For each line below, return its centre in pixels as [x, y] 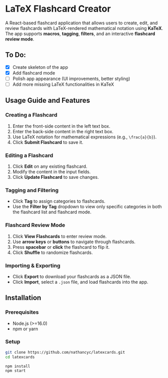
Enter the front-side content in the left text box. [61, 126]
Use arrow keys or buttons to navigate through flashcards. [74, 242]
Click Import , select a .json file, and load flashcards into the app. [80, 282]
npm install [18, 366]
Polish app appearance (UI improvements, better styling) [71, 79]
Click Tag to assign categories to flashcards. [59, 201]
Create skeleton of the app [40, 67]
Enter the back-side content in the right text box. [63, 131]
